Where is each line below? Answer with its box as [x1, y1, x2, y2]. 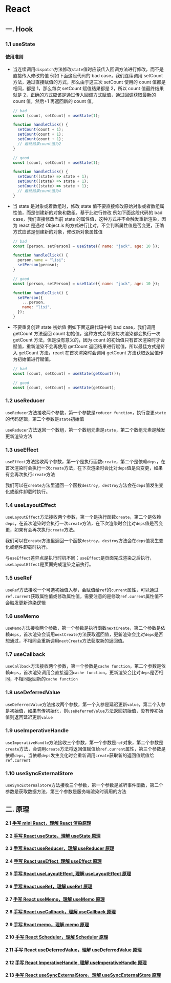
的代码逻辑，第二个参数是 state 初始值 [5, 416, 84, 422]
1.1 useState [5, 40, 35, 48]
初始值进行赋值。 [17, 356, 54, 362]
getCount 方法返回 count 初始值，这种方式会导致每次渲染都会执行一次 [12, 330, 161, 336]
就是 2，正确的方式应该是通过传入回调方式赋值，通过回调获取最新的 [12, 92, 156, 98]
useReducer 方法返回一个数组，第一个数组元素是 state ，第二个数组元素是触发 [5, 426, 165, 433]
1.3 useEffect [5, 446, 38, 453]
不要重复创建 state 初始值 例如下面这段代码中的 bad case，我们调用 [12, 324, 156, 330]
